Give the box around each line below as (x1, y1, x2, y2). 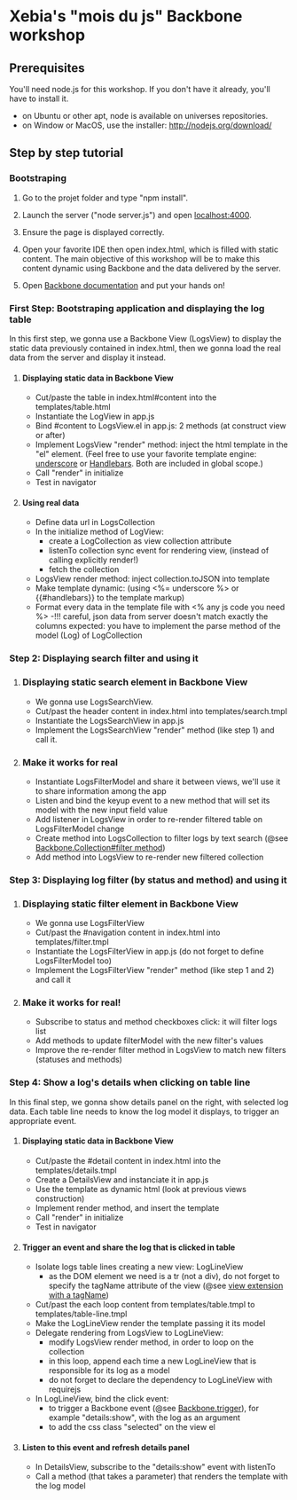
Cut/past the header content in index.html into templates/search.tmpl (35, 705, 288, 716)
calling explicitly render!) (48, 554, 139, 565)
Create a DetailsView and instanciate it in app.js (35, 1174, 209, 1185)
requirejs (48, 1384, 82, 1394)
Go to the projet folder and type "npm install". (21, 192, 189, 203)
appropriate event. (9, 1115, 77, 1126)
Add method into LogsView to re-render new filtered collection (35, 852, 264, 862)
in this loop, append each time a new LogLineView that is (48, 1355, 257, 1367)
